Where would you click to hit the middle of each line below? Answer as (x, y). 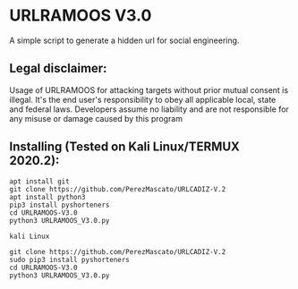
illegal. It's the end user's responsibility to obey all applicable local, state (143, 99)
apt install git (39, 181)
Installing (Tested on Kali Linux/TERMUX (124, 147)
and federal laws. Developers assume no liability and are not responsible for (149, 109)
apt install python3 (48, 197)
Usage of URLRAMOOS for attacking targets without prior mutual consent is (149, 89)
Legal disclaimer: (58, 68)
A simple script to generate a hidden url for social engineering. (124, 40)
